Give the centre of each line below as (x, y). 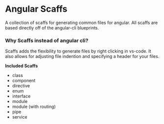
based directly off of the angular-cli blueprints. (52, 27)
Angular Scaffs (36, 9)
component (24, 81)
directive (21, 86)
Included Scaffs (22, 66)
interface (21, 96)
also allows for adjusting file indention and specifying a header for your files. (82, 56)
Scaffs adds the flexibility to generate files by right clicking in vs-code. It (78, 51)
